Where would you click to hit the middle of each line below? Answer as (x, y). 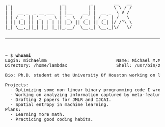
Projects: (17, 85)
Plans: (13, 110)
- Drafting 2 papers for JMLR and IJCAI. (61, 100)
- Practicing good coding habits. (52, 119)
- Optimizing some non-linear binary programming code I (80, 90)
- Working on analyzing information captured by (70, 95)
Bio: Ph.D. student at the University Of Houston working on (80, 75)
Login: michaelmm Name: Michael (78, 61)
